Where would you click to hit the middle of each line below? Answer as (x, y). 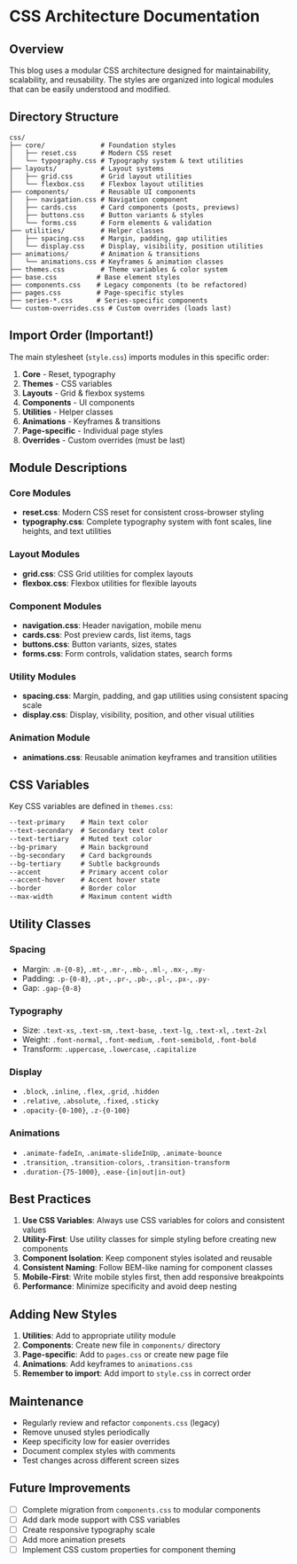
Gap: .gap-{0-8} (52, 987)
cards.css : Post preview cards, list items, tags (106, 634)
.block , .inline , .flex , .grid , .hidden (90, 1091)
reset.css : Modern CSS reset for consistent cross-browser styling (143, 513)
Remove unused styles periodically (86, 1432)
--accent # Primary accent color (89, 872)
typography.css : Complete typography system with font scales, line (147, 522)
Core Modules (40, 492)
